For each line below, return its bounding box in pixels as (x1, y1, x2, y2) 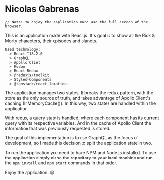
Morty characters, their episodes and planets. (5, 38, 98, 44)
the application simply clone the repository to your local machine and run (5, 155, 153, 160)
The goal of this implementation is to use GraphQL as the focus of (5, 135, 138, 140)
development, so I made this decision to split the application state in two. (5, 140, 152, 146)
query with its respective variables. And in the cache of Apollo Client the (5, 120, 151, 126)
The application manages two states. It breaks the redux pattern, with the (5, 90, 154, 96)
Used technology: (5, 47, 41, 52)
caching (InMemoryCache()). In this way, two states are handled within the (5, 100, 156, 106)
